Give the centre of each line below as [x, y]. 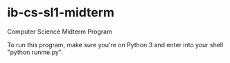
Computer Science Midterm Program [60, 32]
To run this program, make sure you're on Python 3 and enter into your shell [115, 45]
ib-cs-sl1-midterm [61, 13]
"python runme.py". [35, 52]
